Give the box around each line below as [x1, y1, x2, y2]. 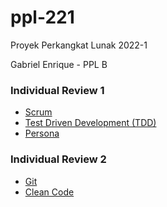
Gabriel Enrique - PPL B [10, 58, 108, 70]
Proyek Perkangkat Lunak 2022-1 [10, 39, 148, 51]
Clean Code [24, 186, 75, 198]
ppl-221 [10, 6, 75, 29]
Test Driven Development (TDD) [24, 117, 157, 129]
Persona [24, 127, 60, 140]
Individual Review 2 [10, 152, 107, 166]
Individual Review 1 [10, 83, 105, 97]
